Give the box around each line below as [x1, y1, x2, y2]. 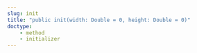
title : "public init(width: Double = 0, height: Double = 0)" [7, 17, 191, 23]
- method [19, 29, 45, 36]
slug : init [7, 10, 39, 17]
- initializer [19, 36, 60, 43]
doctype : [7, 23, 33, 30]
